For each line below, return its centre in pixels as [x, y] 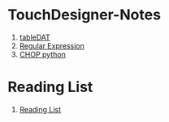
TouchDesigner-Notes [84, 15]
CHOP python [42, 54]
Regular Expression [52, 45]
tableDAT [35, 37]
